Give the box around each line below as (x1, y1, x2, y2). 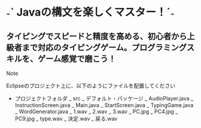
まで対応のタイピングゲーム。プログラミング (22, 42, 187, 53)
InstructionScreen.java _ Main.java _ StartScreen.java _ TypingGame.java (14, 102, 194, 108)
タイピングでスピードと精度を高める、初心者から (6, 31, 187, 41)
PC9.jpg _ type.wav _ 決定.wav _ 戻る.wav (14, 115, 118, 122)
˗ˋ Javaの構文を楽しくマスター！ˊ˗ (6, 5, 175, 19)
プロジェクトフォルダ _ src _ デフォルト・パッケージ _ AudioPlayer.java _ (14, 95, 194, 102)
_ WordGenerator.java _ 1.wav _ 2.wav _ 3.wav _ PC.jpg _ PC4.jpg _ (14, 108, 178, 115)
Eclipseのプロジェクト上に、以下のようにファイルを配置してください (6, 82, 176, 89)
